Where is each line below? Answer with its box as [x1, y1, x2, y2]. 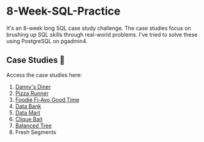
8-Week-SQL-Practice [6, 4, 121, 18]
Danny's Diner [15, 83, 51, 90]
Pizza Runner [15, 90, 49, 97]
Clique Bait [15, 115, 43, 122]
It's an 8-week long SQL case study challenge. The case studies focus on [6, 24, 191, 32]
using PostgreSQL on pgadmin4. [6, 37, 88, 44]
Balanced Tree [15, 122, 52, 129]
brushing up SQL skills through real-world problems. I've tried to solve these [6, 30, 198, 38]
